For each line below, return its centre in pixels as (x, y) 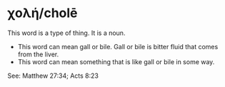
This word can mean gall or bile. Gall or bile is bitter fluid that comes (118, 46)
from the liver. (38, 54)
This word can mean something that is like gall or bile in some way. (116, 61)
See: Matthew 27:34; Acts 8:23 (53, 76)
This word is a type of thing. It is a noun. (66, 33)
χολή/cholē (42, 13)
